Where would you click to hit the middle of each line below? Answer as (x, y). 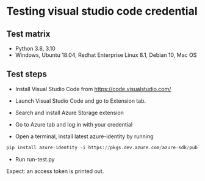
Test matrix (28, 34)
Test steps (27, 74)
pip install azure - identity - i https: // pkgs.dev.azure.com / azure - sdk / (98, 147)
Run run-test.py (35, 159)
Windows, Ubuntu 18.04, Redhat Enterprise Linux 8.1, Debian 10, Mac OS (106, 55)
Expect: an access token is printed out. (55, 171)
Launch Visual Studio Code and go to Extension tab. (81, 101)
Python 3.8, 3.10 (35, 48)
